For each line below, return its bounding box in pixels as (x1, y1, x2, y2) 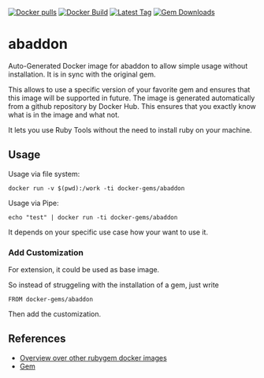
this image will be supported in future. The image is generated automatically (8, 93, 255, 103)
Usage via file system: (8, 169, 80, 178)
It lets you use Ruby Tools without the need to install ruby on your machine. (8, 125, 252, 134)
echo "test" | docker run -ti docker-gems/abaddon (8, 213, 178, 221)
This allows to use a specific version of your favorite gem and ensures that (8, 84, 251, 94)
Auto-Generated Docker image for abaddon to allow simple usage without (8, 61, 248, 70)
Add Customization (8, 247, 84, 258)
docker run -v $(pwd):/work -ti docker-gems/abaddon (8, 184, 185, 193)
